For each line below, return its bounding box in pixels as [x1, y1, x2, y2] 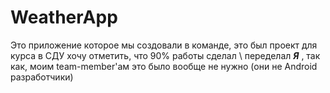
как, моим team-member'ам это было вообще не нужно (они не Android [10, 60, 318, 72]
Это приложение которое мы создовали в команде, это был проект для [10, 39, 318, 51]
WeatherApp [10, 6, 118, 29]
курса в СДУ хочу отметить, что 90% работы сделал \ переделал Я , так [10, 49, 321, 61]
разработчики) [10, 71, 74, 83]
